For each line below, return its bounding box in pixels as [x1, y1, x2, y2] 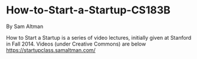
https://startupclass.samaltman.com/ [6, 46, 96, 53]
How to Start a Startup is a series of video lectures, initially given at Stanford [6, 34, 192, 41]
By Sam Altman [6, 23, 44, 30]
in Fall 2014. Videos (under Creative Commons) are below [6, 40, 146, 47]
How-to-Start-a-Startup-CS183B [6, 4, 171, 17]
